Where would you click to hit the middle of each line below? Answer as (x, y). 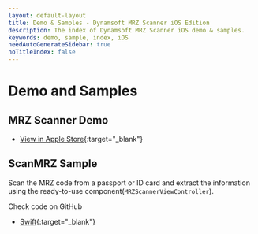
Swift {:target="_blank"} (58, 221)
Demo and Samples (73, 91)
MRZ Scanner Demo (58, 120)
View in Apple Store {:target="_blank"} (81, 139)
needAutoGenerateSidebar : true (60, 45)
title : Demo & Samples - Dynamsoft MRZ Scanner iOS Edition (109, 23)
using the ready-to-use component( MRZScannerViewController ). (111, 191)
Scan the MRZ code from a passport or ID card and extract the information (129, 183)
